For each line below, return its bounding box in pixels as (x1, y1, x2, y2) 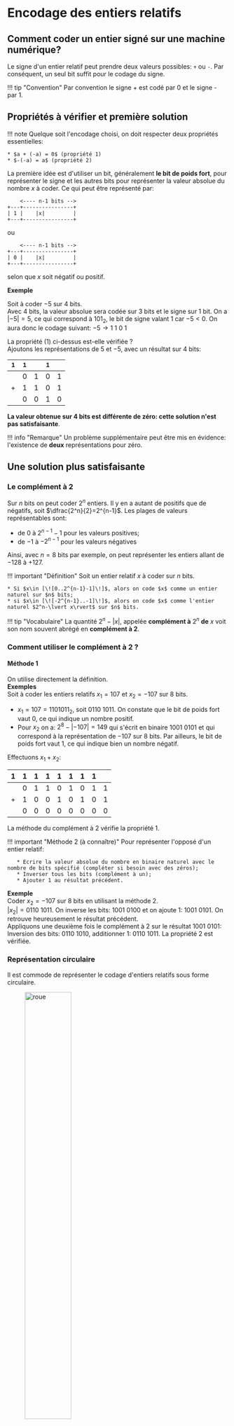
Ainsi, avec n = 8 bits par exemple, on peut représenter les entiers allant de (7, 551, 225, 559)
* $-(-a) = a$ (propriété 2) (7, 156, 92, 164)
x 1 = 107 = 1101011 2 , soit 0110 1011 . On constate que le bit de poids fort (17, 705, 220, 715)
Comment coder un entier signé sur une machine (7, 33, 226, 45)
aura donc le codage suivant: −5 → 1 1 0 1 (7, 324, 128, 332)
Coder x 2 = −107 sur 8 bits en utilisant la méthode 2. (7, 896, 159, 907)
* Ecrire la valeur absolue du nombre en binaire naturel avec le (16, 858, 215, 865)
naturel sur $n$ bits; (7, 591, 74, 598)
